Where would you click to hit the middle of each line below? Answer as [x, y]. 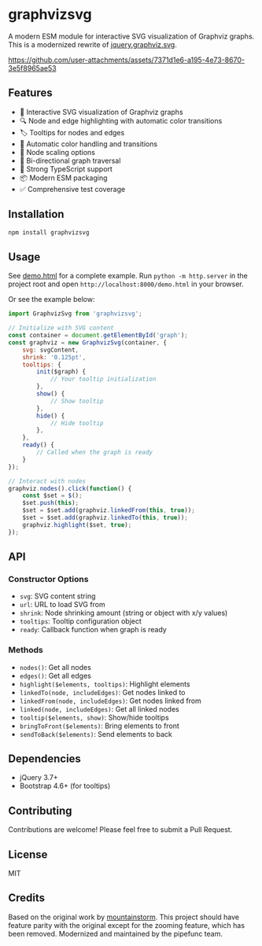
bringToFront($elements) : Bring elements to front [99, 726]
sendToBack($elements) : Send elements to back [96, 734]
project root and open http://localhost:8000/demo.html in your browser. [126, 284]
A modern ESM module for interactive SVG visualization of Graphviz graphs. [131, 36]
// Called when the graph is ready [95, 452]
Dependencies [44, 759]
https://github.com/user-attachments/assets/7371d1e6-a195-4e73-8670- [127, 60]
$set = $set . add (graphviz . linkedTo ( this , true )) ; [105, 517]
